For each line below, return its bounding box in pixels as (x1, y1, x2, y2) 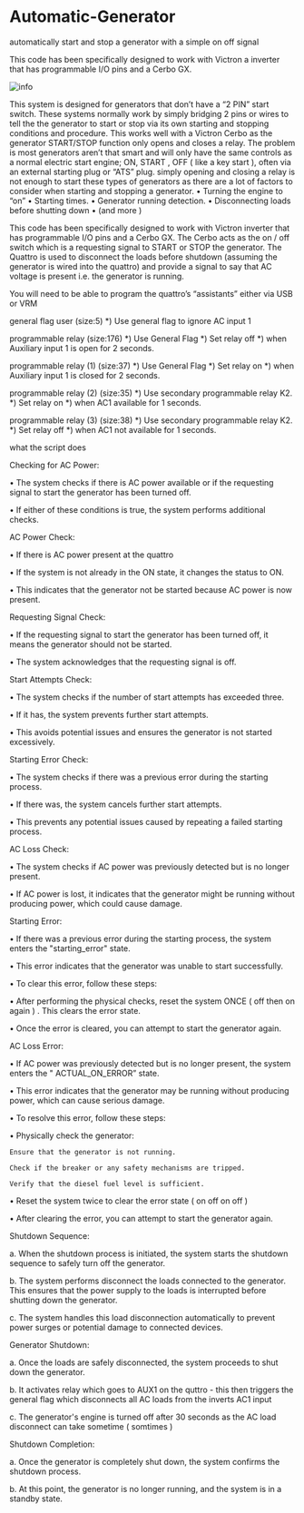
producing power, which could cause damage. (9, 898, 183, 909)
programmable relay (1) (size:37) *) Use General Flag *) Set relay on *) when (9, 360, 295, 371)
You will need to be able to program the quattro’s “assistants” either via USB (9, 288, 293, 299)
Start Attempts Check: (9, 673, 93, 684)
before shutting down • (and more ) (9, 204, 142, 215)
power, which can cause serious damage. (9, 1095, 165, 1105)
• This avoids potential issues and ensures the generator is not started (9, 726, 272, 737)
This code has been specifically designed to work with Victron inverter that (9, 222, 290, 233)
